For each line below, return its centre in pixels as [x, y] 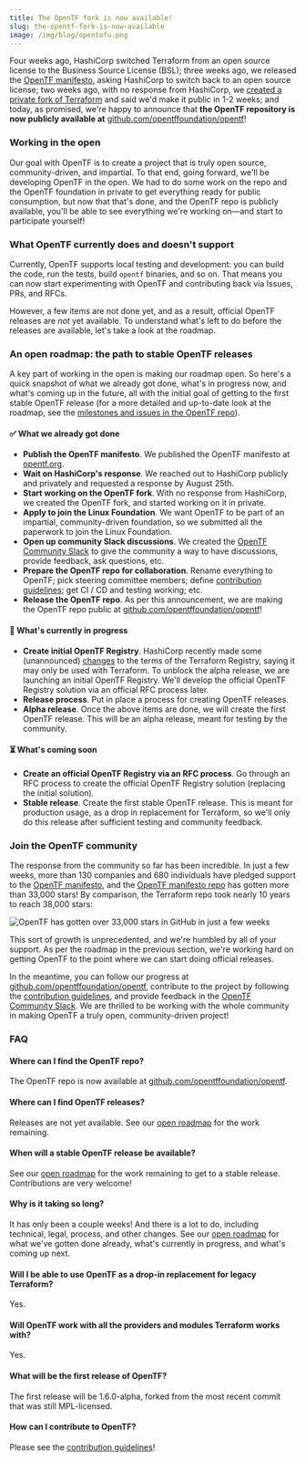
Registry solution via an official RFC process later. [116, 689]
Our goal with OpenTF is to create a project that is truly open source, [138, 162]
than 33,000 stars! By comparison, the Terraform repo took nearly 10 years [150, 894]
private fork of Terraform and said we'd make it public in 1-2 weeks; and [144, 99]
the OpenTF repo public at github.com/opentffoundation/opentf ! [142, 610]
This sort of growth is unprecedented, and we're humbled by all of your [143, 940]
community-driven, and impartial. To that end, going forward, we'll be [140, 172]
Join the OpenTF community [74, 845]
